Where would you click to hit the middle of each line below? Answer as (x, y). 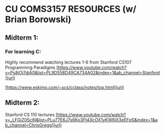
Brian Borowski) (38, 19)
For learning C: (23, 52)
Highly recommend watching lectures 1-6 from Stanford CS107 (68, 62)
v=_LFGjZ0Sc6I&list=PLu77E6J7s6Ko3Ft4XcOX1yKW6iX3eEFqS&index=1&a (82, 120)
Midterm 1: (22, 38)
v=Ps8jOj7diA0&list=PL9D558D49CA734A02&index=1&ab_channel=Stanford (82, 73)
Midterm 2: (22, 103)
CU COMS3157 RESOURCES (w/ (71, 9)
